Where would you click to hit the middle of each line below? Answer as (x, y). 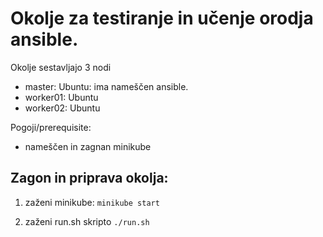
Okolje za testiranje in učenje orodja (162, 18)
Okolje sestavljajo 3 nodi (61, 67)
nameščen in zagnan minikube (88, 146)
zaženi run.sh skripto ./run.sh (87, 221)
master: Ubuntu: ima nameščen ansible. (106, 86)
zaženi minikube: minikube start (92, 202)
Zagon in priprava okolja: (89, 178)
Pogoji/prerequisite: (51, 127)
